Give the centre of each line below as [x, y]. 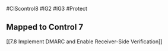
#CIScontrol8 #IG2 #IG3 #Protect [47, 9]
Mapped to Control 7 [45, 27]
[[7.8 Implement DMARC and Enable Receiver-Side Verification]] [84, 42]
